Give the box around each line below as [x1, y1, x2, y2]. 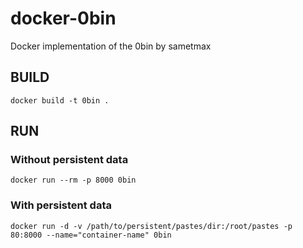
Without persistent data [10, 153, 129, 167]
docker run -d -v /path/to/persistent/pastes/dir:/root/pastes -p [10, 221, 293, 231]
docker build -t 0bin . [10, 95, 110, 106]
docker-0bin [10, 7, 117, 30]
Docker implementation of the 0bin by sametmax [10, 40, 212, 52]
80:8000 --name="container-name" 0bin [10, 230, 172, 240]
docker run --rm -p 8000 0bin [10, 175, 137, 186]
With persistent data [10, 198, 112, 212]
